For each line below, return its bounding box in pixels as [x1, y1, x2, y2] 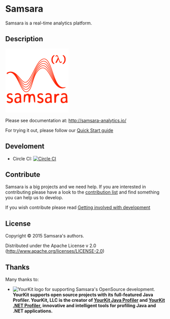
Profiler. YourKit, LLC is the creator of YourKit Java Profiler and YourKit [12, 297, 165, 303]
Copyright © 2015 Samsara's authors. [5, 233, 85, 239]
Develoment [5, 142, 45, 151]
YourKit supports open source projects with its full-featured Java [12, 291, 153, 298]
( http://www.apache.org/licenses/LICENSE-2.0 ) [5, 248, 105, 254]
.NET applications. [12, 308, 53, 314]
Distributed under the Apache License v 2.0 [5, 243, 96, 249]
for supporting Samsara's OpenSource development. [45, 286, 155, 292]
